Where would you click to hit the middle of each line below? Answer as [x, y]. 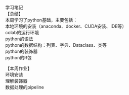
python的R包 [18, 58]
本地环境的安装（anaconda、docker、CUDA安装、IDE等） [66, 26]
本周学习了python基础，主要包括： [41, 20]
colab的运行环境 [22, 32]
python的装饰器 [21, 51]
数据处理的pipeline [25, 87]
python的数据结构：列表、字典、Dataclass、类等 [56, 45]
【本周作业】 [18, 68]
